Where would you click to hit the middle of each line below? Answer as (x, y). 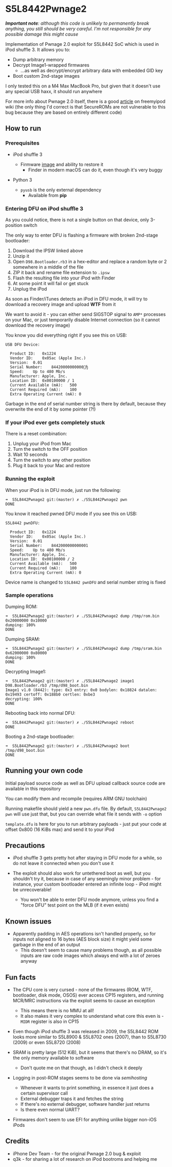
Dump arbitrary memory (38, 59)
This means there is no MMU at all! (57, 1011)
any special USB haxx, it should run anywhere (54, 91)
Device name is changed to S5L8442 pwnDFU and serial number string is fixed (85, 582)
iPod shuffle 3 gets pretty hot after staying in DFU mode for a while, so (87, 858)
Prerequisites (22, 143)
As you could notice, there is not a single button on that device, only (77, 220)
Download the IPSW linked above (48, 251)
